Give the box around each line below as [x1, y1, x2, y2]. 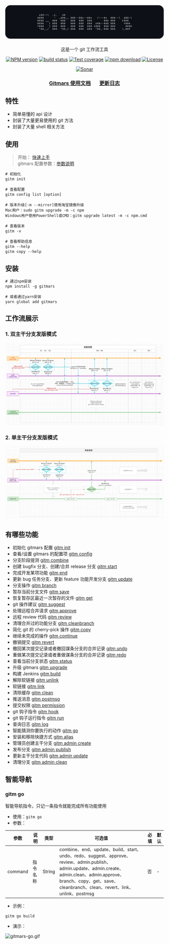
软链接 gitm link [12, 683, 45, 689]
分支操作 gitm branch [12, 582, 57, 588]
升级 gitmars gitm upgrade [12, 664, 68, 670]
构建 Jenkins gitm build [12, 670, 61, 676]
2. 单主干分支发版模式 [5, 434, 58, 441]
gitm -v [5, 229, 22, 234]
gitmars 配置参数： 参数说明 [17, 161, 74, 167]
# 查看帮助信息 [5, 239, 33, 244]
